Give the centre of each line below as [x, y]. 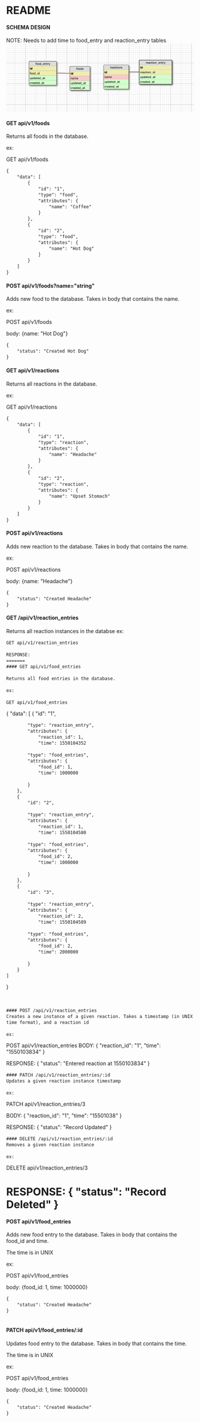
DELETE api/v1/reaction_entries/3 [47, 1168]
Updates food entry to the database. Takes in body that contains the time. [97, 1343]
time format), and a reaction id [48, 1023]
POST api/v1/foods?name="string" [51, 286]
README [29, 10]
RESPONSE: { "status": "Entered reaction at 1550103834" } [78, 1063]
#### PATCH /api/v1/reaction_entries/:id [58, 1075]
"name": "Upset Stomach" [79, 496]
